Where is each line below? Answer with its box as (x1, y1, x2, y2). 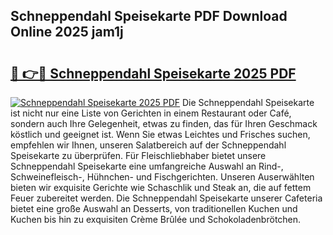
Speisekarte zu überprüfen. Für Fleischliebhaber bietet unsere (10, 150, 267, 161)
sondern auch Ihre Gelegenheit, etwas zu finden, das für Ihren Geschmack (10, 118, 318, 129)
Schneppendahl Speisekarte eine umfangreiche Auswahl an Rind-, (10, 160, 284, 172)
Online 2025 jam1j (10, 24, 124, 41)
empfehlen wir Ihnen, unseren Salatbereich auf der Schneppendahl (10, 139, 287, 151)
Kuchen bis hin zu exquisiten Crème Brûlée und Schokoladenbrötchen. (10, 214, 302, 225)
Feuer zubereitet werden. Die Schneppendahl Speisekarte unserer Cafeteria (10, 192, 323, 204)
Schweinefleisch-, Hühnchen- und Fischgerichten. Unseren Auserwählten (10, 171, 315, 183)
